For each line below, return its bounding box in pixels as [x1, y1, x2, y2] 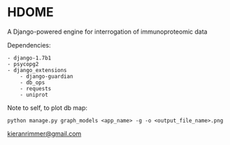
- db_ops [20, 78, 45, 86]
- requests [20, 85, 52, 92]
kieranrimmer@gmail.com [7, 129, 82, 137]
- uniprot [20, 91, 49, 98]
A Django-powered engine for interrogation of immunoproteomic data [7, 27, 208, 36]
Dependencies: [7, 41, 51, 49]
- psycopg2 [7, 60, 39, 67]
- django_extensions [7, 67, 68, 74]
